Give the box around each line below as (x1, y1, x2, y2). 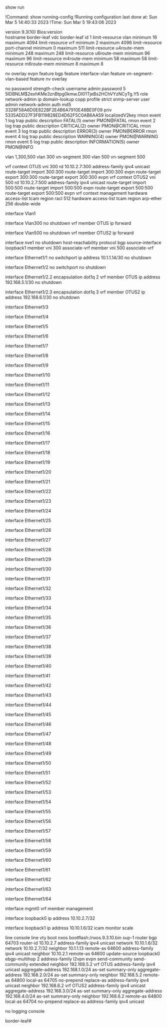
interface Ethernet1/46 (5, 721, 51, 727)
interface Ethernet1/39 (5, 653, 51, 659)
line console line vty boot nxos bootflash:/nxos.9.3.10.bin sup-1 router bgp (5, 935, 157, 940)
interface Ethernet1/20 (5, 469, 51, 475)
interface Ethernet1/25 (5, 518, 51, 523)
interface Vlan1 (5, 210, 36, 216)
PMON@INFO (5, 144, 33, 150)
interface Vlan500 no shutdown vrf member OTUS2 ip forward (5, 230, 134, 236)
